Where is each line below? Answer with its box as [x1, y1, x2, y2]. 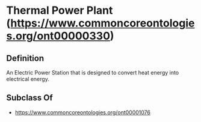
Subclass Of [6, 93, 53, 103]
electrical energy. [6, 76, 49, 82]
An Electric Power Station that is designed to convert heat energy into [6, 69, 179, 76]
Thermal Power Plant [6, 4, 113, 17]
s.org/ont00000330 [6, 29, 110, 43]
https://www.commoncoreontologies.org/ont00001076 [14, 109, 150, 116]
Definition [6, 53, 44, 63]
